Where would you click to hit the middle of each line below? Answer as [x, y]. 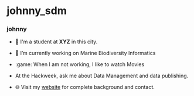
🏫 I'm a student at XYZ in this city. [56, 42]
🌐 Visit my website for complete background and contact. [85, 87]
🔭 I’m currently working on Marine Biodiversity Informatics [85, 53]
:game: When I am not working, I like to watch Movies [80, 64]
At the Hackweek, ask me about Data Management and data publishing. [102, 76]
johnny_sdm [37, 11]
